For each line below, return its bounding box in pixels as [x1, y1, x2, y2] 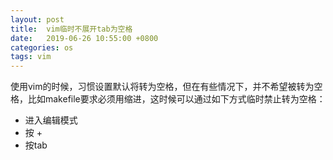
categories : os [10, 42, 74, 53]
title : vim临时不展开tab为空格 [10, 24, 133, 34]
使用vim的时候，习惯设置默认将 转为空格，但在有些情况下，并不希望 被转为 [10, 81, 315, 93]
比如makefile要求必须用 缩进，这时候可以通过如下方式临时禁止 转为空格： [27, 93, 326, 105]
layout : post [10, 14, 65, 25]
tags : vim [10, 52, 52, 62]
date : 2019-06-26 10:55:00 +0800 [10, 33, 159, 43]
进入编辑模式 [24, 114, 78, 126]
